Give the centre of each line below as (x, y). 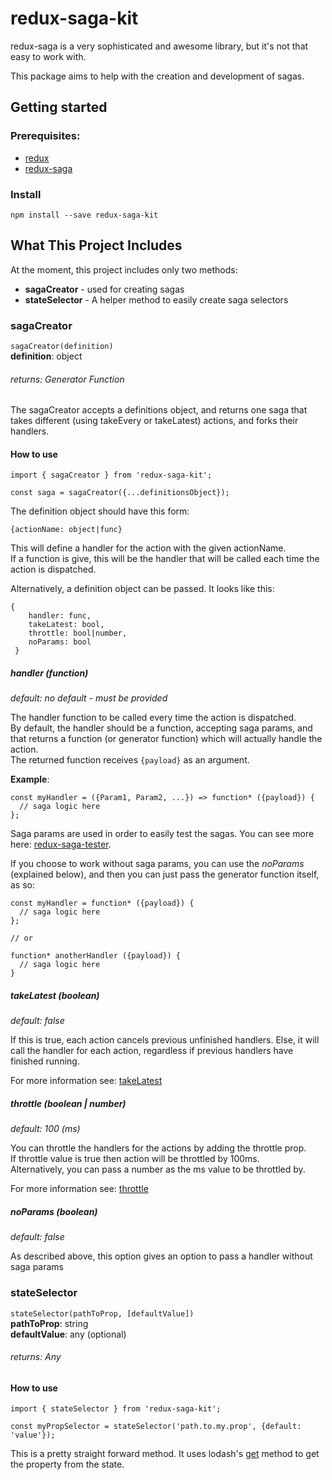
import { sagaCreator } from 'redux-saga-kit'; (111, 475)
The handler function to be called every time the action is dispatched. (153, 718)
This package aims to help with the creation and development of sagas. (157, 76)
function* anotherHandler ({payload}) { (96, 956)
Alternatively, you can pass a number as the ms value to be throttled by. (158, 1169)
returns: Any (36, 1357)
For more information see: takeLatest (86, 1081)
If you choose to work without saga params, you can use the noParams (157, 864)
